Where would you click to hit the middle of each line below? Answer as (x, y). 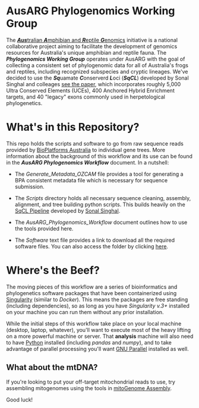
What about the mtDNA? (52, 367)
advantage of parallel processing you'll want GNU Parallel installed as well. (97, 349)
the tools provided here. (44, 228)
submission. (29, 186)
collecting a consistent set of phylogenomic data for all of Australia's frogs (97, 65)
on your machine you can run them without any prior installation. (85, 312)
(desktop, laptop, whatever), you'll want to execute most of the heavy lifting (99, 330)
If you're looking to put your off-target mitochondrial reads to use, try (91, 382)
